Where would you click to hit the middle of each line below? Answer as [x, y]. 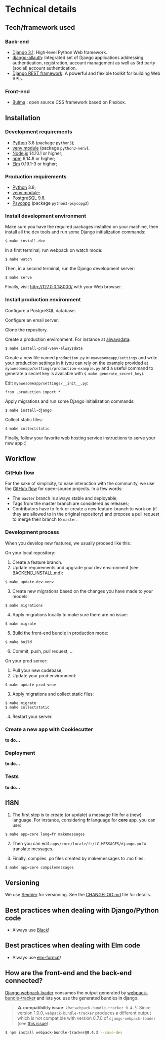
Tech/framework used [40, 27]
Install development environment [46, 216]
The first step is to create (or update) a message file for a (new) [77, 815]
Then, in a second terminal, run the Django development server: [70, 269]
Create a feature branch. [37, 562]
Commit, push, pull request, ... [43, 651]
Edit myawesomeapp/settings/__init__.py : [47, 383]
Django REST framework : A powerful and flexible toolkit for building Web [86, 73]
